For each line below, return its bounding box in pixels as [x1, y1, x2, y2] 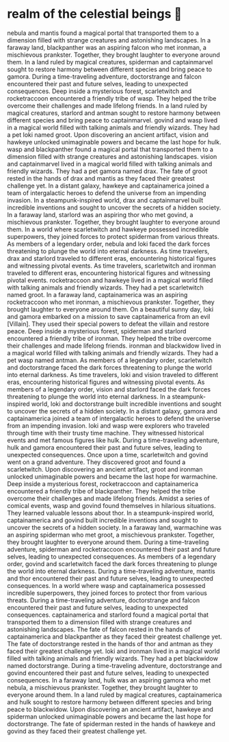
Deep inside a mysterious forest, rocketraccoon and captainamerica [7, 479, 199, 488]
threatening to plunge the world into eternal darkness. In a [7, 392, 171, 400]
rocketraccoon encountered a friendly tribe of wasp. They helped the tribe [7, 94, 217, 102]
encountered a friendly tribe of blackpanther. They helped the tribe [7, 487, 196, 495]
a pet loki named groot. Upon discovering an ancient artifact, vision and [7, 130, 208, 139]
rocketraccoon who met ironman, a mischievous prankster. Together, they [7, 298, 215, 306]
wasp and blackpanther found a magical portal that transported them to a [7, 145, 214, 153]
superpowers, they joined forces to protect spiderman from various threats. [7, 232, 219, 240]
